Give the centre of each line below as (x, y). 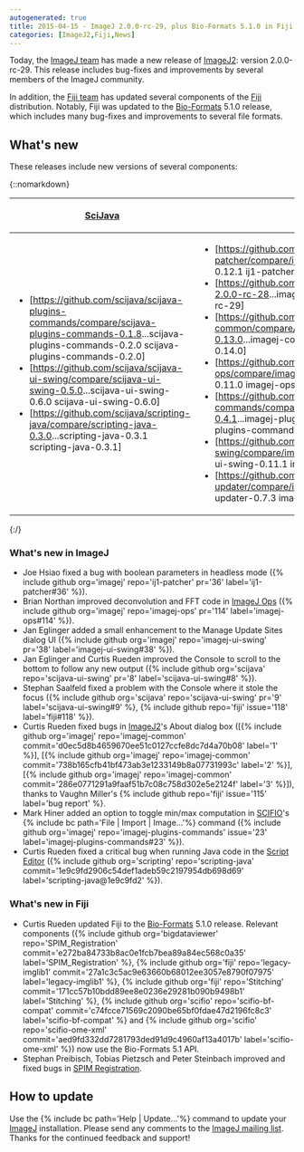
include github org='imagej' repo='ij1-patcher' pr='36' (123, 582)
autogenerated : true (48, 18)
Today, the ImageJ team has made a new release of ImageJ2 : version (139, 61)
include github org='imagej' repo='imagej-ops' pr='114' (125, 611)
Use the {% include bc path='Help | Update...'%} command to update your (148, 1118)
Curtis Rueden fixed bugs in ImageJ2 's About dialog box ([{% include (152, 726)
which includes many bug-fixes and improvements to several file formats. (146, 116)
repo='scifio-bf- (244, 1001)
